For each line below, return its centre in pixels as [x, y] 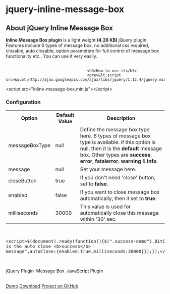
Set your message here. [108, 169]
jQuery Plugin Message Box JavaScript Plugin [54, 271]
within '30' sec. [98, 219]
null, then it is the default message [121, 149]
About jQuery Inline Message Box [59, 28]
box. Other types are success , [116, 155]
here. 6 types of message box [115, 136]
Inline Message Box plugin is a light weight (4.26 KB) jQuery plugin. [77, 40]
